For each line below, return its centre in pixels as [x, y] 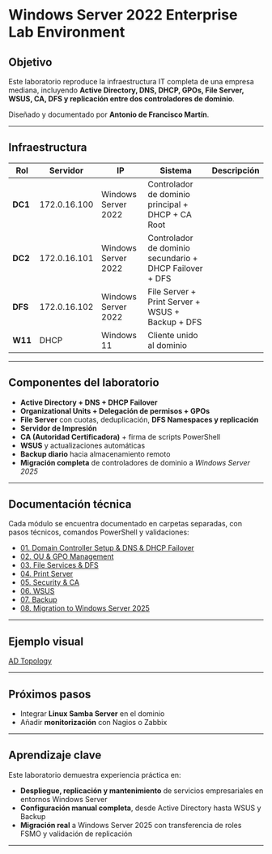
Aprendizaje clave [55, 755]
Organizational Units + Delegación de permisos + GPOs [115, 410]
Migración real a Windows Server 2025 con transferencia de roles [131, 825]
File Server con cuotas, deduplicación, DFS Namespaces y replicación [139, 419]
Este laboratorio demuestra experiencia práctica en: [95, 775]
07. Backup [39, 600]
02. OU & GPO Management [67, 556]
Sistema [176, 170]
